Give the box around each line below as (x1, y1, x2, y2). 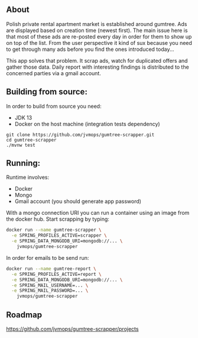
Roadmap (6, 310, 43, 320)
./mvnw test (6, 142, 35, 148)
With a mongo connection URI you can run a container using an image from (6, 210, 190, 217)
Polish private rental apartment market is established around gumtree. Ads (6, 20, 187, 27)
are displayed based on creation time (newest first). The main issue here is (6, 27, 188, 34)
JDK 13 (14, 114, 33, 121)
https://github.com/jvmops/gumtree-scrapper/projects (6, 326, 139, 332)
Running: (6, 158, 41, 168)
